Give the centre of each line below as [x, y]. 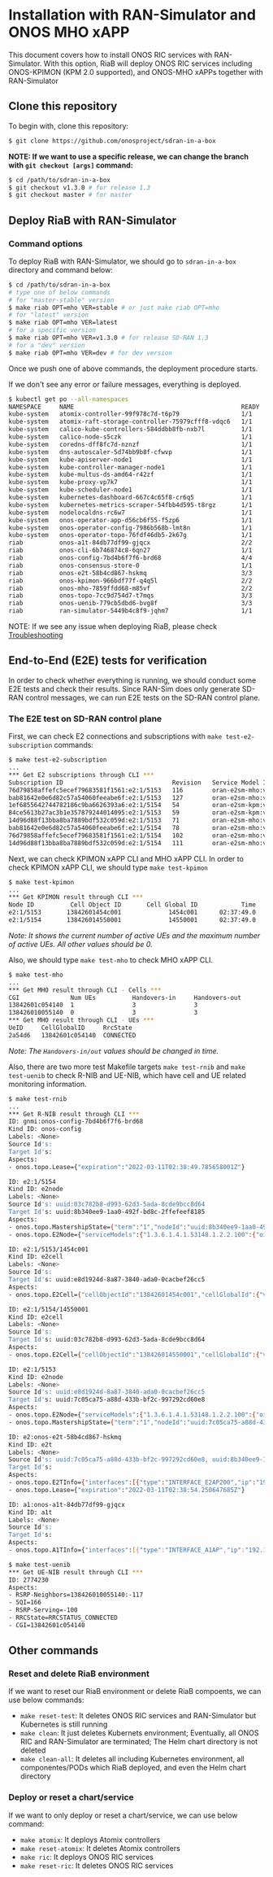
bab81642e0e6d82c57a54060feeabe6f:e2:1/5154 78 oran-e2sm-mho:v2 [139, 828]
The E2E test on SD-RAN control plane [85, 718]
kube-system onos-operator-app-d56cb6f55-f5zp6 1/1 [130, 520]
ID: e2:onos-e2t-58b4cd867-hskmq [65, 1437]
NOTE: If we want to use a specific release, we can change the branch [129, 156]
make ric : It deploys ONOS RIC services [87, 1857]
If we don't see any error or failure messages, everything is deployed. [125, 384]
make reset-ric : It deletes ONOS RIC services [97, 1866]
